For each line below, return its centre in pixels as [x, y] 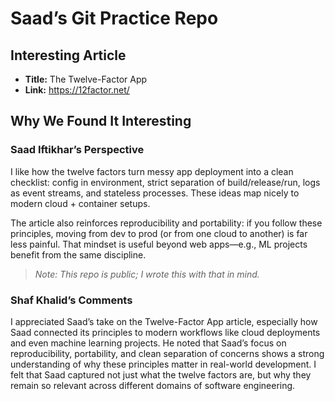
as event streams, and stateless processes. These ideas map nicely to [155, 193]
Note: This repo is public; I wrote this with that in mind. [147, 274]
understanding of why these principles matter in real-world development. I [163, 364]
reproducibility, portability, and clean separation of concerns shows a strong [167, 353]
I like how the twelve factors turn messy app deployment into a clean [152, 171]
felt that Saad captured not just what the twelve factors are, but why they [161, 374]
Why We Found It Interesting [101, 121]
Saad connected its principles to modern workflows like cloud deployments [165, 332]
